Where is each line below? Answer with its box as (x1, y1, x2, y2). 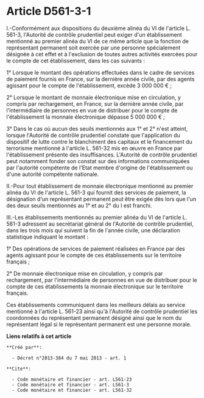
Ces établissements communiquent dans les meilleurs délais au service (6, 301, 186, 308)
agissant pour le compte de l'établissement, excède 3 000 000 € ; (6, 81, 172, 89)
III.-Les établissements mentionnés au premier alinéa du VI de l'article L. (6, 213, 188, 221)
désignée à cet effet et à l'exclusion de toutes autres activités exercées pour (6, 50, 198, 57)
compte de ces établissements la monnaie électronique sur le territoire (6, 282, 184, 290)
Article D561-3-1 (6, 4, 91, 18)
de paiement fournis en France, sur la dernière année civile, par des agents (6, 75, 195, 83)
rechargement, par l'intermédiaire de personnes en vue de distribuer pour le (6, 276, 198, 284)
